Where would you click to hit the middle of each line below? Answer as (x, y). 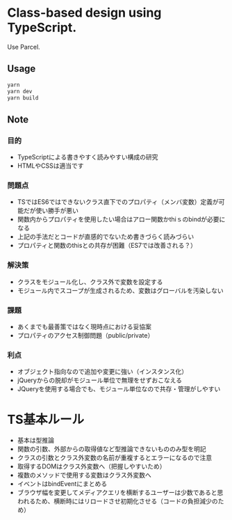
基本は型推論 (35, 441)
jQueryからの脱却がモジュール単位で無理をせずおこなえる (100, 380)
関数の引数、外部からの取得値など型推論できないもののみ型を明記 (111, 449)
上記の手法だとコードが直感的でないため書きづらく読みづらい (106, 237)
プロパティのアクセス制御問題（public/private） (85, 335)
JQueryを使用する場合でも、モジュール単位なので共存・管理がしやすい (119, 389)
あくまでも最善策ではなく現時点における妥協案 (84, 326)
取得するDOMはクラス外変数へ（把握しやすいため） (91, 466)
